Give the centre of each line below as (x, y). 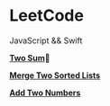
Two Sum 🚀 (30, 57)
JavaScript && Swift (46, 40)
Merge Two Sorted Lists (55, 75)
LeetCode (46, 16)
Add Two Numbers (45, 93)
